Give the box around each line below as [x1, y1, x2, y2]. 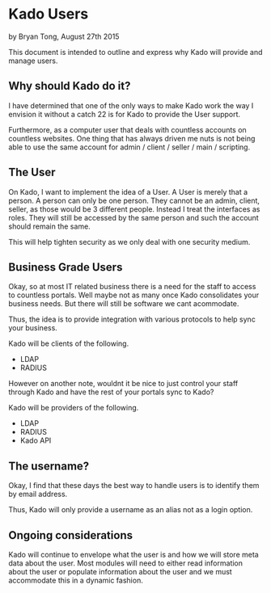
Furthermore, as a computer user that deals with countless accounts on [8, 124, 247, 134]
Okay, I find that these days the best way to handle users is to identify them [8, 481, 260, 490]
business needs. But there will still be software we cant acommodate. [8, 299, 239, 309]
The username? [8, 459, 90, 473]
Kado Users [8, 5, 89, 23]
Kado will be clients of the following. [8, 339, 129, 348]
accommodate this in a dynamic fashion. [8, 575, 143, 585]
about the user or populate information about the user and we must [8, 567, 232, 576]
